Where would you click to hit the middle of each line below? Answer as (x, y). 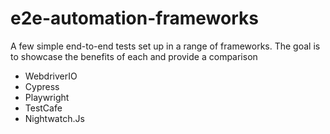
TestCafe (43, 108)
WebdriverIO (51, 76)
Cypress (42, 86)
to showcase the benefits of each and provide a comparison (134, 56)
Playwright (47, 97)
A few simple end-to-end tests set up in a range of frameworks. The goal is (165, 46)
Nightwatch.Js (54, 118)
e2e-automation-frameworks (134, 18)
